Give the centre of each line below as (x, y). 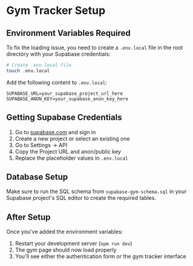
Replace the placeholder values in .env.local (71, 158)
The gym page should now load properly (66, 250)
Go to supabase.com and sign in (55, 132)
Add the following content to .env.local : (57, 82)
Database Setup (37, 177)
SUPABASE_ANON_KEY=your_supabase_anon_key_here (67, 99)
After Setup (28, 217)
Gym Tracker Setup (56, 11)
